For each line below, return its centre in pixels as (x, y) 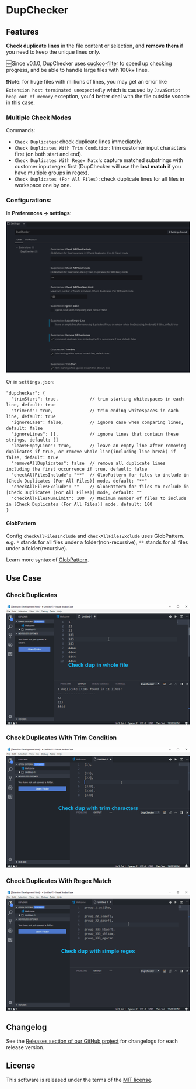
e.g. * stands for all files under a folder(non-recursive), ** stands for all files (97, 542)
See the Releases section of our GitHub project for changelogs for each (92, 1041)
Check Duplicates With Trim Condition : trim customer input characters (100, 148)
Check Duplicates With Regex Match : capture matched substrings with (99, 160)
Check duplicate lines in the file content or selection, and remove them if (95, 46)
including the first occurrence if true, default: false (77, 469)
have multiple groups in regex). (52, 173)
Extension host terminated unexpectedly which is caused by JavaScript (93, 90)
